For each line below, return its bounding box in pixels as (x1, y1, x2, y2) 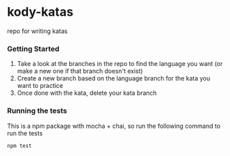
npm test (7, 142, 32, 149)
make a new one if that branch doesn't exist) (16, 67, 143, 76)
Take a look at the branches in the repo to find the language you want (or (16, 60, 223, 68)
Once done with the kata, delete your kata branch (16, 89, 157, 97)
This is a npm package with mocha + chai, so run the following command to (7, 122, 221, 130)
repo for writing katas (7, 27, 68, 35)
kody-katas (7, 4, 74, 20)
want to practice (16, 82, 64, 90)
